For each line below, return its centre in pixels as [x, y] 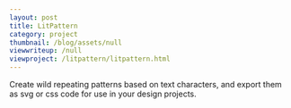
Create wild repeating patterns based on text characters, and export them [146, 84]
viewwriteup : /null [46, 51]
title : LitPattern [44, 26]
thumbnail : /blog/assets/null [66, 42]
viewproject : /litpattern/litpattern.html [90, 59]
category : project [44, 34]
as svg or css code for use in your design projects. [103, 94]
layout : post [34, 17]
